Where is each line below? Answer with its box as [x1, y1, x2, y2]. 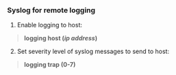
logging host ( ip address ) [23, 34, 98, 42]
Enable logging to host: [16, 21, 83, 29]
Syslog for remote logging [7, 5, 96, 15]
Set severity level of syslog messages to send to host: [16, 47, 170, 56]
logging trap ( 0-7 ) [23, 61, 76, 69]
